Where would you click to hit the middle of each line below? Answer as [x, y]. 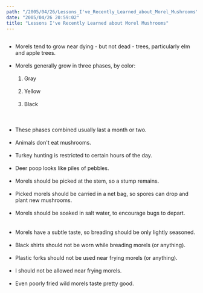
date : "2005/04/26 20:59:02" [43, 17]
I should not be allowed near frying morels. [68, 271]
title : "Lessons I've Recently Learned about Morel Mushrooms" [88, 23]
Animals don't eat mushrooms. [53, 143]
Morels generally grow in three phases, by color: [75, 66]
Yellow [32, 92]
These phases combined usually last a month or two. [81, 130]
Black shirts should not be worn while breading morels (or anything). [100, 245]
